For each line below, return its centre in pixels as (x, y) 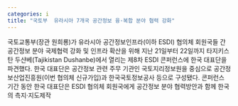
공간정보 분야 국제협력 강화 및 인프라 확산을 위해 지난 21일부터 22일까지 (106, 51)
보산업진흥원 (25, 77)
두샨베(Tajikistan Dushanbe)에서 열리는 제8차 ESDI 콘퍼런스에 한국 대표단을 (121, 59)
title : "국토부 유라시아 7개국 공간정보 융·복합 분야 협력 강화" (91, 21)
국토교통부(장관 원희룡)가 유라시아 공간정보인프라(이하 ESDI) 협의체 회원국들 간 (117, 42)
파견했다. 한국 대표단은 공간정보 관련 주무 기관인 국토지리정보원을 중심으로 (110, 68)
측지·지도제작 (33, 95)
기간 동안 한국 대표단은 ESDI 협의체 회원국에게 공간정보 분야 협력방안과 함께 (112, 86)
